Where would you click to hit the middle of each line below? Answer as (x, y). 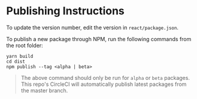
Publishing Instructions (65, 11)
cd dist (16, 61)
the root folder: (25, 45)
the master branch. (44, 90)
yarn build (20, 56)
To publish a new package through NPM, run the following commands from (99, 39)
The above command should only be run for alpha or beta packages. (105, 78)
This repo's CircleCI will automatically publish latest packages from (104, 84)
